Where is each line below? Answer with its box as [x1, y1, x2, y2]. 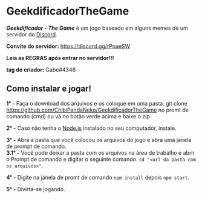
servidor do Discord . [6, 30, 57, 38]
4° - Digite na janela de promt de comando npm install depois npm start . [6, 174, 189, 181]
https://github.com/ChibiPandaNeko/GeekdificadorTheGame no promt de [6, 106, 189, 113]
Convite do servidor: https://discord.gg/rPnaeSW [6, 42, 131, 50]
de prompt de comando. [6, 143, 67, 150]
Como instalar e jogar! [6, 84, 92, 94]
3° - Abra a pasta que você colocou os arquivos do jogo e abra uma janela [6, 136, 192, 143]
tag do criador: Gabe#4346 [6, 66, 76, 73]
